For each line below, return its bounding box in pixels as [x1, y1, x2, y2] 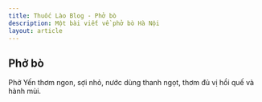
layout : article [8, 27, 63, 35]
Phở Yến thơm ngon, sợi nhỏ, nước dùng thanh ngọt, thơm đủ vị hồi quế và [8, 78, 255, 88]
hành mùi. [8, 86, 42, 96]
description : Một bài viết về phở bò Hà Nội [8, 19, 160, 27]
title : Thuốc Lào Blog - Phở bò [8, 11, 117, 20]
